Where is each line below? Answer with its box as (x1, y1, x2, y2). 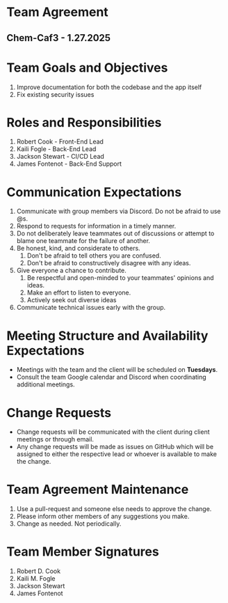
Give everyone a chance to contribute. (16, 266, 127, 275)
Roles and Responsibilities (6, 114, 162, 130)
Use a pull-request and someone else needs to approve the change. (16, 505, 212, 513)
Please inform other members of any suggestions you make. (16, 512, 190, 521)
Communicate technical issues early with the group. (16, 304, 166, 312)
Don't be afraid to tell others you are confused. (26, 251, 161, 260)
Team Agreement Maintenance (6, 482, 189, 498)
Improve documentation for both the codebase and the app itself (16, 83, 202, 91)
